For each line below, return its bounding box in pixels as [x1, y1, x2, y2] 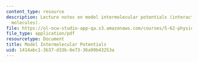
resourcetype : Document [6, 36, 65, 42]
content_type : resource [6, 8, 65, 15]
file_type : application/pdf [6, 31, 75, 37]
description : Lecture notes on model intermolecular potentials [6, 14, 167, 20]
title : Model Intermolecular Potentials [6, 42, 107, 48]
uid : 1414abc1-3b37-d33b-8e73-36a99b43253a [6, 47, 115, 53]
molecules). [11, 19, 41, 25]
